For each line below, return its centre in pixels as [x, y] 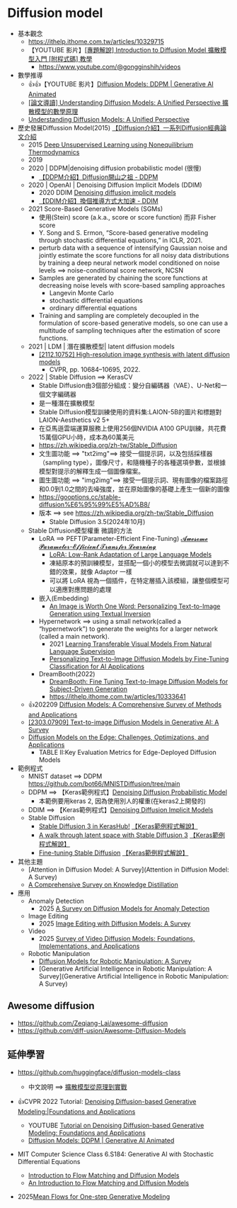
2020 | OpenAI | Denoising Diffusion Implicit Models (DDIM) [115, 185]
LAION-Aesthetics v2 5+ [74, 420]
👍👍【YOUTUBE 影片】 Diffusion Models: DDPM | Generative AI [121, 84]
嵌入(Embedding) [64, 598]
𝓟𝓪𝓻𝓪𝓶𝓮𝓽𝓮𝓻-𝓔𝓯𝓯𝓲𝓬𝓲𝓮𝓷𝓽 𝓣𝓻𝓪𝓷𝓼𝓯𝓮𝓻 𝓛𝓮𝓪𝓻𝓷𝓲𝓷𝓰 [98, 546]
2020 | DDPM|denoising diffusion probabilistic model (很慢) [115, 168]
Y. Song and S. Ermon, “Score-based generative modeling [123, 232]
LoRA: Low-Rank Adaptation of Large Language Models [131, 554]
